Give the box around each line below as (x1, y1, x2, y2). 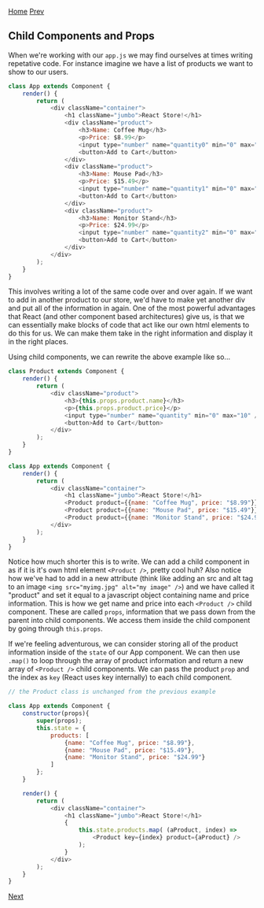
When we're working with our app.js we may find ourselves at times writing (8, 50, 253, 60)
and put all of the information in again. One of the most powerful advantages (8, 303, 256, 313)
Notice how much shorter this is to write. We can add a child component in (8, 557, 250, 566)
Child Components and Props (8, 29, 155, 43)
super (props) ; (36, 717, 82, 725)
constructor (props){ (22, 710, 90, 717)
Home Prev (8, 7, 45, 16)
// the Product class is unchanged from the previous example (8, 688, 216, 696)
